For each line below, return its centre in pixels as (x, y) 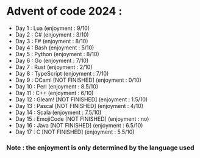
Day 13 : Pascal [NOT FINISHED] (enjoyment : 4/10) (79, 106)
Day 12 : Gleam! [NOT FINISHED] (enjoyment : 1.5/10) (81, 99)
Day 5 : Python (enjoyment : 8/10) (57, 54)
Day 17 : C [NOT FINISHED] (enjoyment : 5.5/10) (75, 132)
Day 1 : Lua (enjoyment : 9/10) (52, 28)
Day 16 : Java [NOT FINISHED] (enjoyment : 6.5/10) (79, 125)
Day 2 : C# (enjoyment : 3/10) (52, 34)
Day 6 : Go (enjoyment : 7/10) (52, 60)
